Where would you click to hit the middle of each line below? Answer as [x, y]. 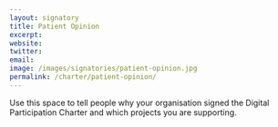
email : [22, 60]
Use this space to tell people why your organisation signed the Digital [139, 103]
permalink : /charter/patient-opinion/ [83, 77]
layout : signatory [44, 18]
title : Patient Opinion [55, 26]
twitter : [26, 52]
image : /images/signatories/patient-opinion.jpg [103, 69]
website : [26, 43]
